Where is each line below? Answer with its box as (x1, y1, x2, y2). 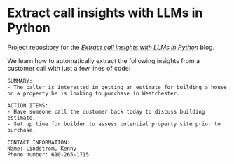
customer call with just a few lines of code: (7, 64, 131, 72)
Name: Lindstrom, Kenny (7, 145, 77, 152)
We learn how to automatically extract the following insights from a (7, 56, 200, 64)
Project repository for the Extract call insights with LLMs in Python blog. (7, 43, 215, 51)
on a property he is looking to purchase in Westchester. (7, 90, 180, 97)
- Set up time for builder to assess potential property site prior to (7, 121, 221, 128)
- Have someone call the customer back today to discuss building (7, 108, 205, 115)
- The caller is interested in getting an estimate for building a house (7, 83, 228, 90)
